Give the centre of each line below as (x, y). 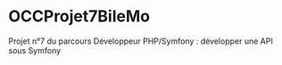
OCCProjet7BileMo (79, 16)
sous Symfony (35, 50)
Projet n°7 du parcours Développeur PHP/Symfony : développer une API (141, 41)
